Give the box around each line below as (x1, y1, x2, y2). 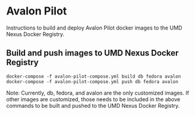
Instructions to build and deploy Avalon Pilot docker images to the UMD (6, 24, 182, 31)
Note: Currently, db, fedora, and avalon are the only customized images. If (6, 89, 190, 96)
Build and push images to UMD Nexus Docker (6, 48, 179, 58)
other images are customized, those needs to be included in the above (6, 95, 181, 103)
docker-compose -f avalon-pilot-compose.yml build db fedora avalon (6, 73, 181, 79)
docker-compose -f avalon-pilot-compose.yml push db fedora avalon (6, 78, 179, 85)
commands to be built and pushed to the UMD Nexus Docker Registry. (6, 102, 180, 109)
